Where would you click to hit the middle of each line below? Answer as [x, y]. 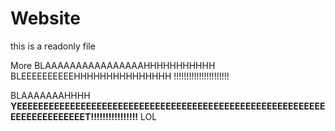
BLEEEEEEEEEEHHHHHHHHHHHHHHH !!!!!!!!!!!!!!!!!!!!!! [120, 76]
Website [45, 18]
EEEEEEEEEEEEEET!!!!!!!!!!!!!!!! [74, 116]
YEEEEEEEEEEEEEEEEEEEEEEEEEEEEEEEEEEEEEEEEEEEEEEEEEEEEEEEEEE [168, 106]
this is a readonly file [53, 46]
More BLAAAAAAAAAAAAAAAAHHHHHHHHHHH [113, 65]
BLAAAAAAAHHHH [50, 95]
